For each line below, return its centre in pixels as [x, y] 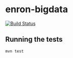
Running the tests [34, 39]
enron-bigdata [37, 9]
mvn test [15, 51]
